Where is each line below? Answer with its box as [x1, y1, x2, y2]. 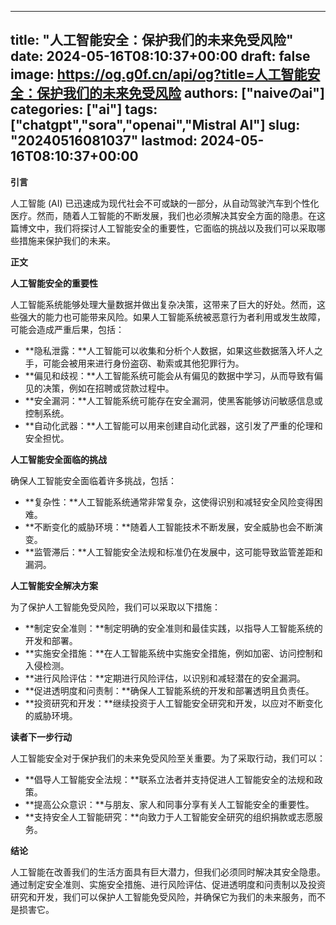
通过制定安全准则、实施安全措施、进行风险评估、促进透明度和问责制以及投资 [10, 878, 326, 890]
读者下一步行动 [10, 731, 72, 743]
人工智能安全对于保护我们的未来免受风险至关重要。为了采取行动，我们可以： [10, 752, 326, 764]
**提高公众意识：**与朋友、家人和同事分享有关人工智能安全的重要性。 [24, 798, 315, 810]
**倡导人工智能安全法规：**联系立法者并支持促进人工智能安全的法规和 [24, 773, 315, 785]
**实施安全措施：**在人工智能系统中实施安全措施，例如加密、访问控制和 [24, 647, 323, 659]
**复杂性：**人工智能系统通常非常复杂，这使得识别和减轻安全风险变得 [24, 496, 315, 508]
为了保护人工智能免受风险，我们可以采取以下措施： [10, 601, 221, 613]
